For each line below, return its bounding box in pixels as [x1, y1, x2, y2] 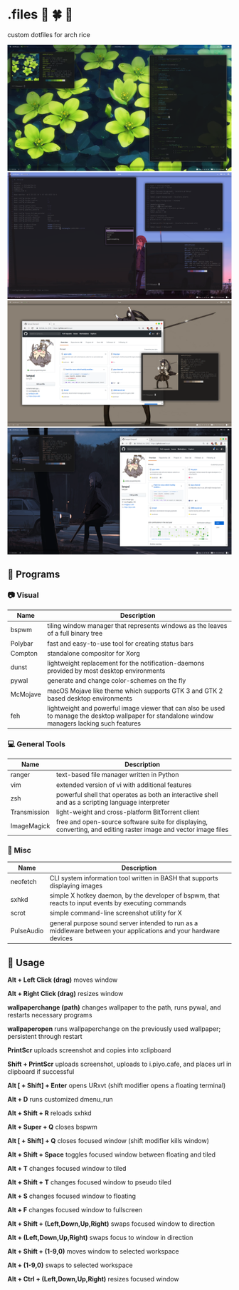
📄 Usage [7, 956, 45, 969]
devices [49, 934, 73, 943]
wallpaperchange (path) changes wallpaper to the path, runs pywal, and [7, 1003, 222, 1012]
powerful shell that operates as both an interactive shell [55, 790, 218, 798]
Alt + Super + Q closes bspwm [7, 1123, 98, 1132]
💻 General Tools [7, 739, 66, 749]
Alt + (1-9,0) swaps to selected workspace [7, 1261, 133, 1269]
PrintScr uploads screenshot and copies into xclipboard [7, 1046, 171, 1055]
